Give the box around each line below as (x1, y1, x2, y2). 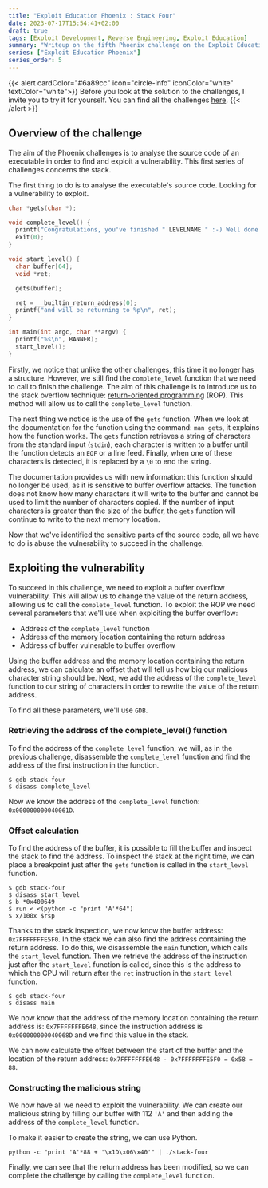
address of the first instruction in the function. (8, 760, 160, 770)
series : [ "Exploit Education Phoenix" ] (8, 49, 141, 57)
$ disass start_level (8, 891, 81, 899)
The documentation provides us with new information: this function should (8, 472, 253, 481)
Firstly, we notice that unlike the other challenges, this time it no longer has (8, 365, 254, 374)
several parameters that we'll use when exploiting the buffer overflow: (8, 608, 238, 618)
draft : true (8, 26, 48, 34)
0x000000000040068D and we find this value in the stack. (8, 1030, 189, 1040)
